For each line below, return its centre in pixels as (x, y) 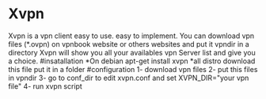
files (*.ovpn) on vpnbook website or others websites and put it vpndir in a (129, 44)
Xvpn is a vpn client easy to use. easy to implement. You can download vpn (131, 36)
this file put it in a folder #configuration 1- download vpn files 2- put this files (133, 69)
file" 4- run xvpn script (46, 86)
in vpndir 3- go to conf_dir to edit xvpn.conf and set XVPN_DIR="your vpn (129, 78)
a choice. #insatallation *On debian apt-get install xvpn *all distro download (132, 61)
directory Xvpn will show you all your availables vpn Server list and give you (132, 52)
